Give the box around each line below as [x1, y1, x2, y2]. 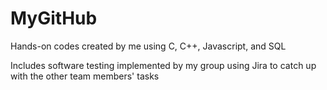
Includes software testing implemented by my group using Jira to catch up [10, 59, 317, 71]
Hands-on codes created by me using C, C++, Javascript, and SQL [10, 40, 287, 52]
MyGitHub [10, 7, 98, 30]
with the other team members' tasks [10, 70, 160, 82]
